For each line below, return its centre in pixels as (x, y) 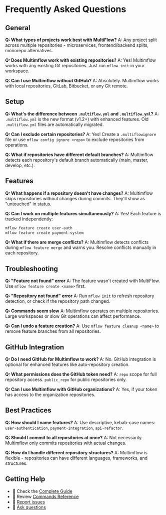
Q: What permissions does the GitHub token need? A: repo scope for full (81, 374)
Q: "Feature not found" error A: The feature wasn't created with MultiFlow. (82, 281)
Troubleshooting (32, 269)
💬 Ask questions (29, 507)
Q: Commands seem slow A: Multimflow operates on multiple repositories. (82, 311)
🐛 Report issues (28, 502)
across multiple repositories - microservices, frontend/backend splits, (77, 45)
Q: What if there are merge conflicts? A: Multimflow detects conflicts (77, 242)
